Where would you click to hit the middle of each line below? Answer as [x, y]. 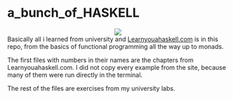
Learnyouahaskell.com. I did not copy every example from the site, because [117, 67]
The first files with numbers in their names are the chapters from [101, 60]
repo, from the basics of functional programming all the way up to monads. [115, 46]
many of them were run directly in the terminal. [75, 75]
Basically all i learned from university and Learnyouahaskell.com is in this [113, 39]
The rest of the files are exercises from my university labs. [91, 88]
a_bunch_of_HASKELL [74, 13]
